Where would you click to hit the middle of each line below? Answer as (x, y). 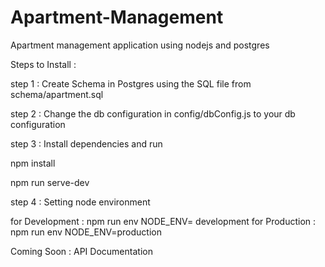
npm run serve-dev (50, 182)
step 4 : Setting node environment (80, 202)
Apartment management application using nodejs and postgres (140, 45)
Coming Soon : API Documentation (81, 251)
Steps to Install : (43, 64)
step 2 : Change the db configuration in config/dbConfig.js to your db (153, 113)
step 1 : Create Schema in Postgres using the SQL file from (131, 83)
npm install (33, 163)
